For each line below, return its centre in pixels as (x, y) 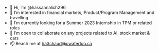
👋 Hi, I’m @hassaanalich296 (38, 7)
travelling (19, 18)
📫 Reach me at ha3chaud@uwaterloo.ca (51, 44)
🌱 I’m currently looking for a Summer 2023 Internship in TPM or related (81, 23)
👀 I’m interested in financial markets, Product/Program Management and (82, 13)
